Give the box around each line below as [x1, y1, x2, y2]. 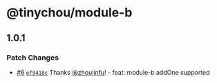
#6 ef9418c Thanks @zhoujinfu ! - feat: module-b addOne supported [16, 68, 210, 76]
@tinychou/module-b [6, 5, 133, 21]
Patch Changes [6, 53, 59, 62]
